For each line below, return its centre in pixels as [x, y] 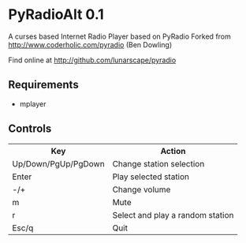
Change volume [142, 189]
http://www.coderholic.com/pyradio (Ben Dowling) [90, 44]
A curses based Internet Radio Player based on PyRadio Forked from [119, 36]
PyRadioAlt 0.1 [56, 15]
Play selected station [151, 177]
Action [173, 151]
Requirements [43, 85]
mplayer [33, 103]
